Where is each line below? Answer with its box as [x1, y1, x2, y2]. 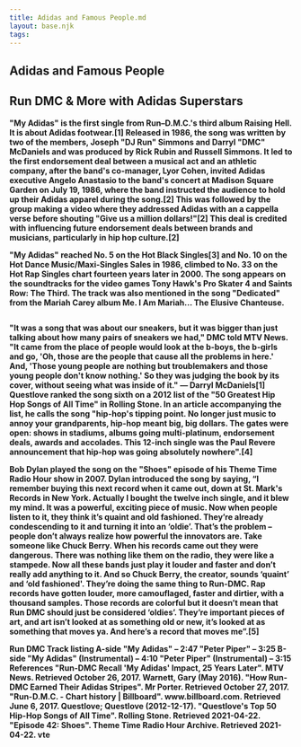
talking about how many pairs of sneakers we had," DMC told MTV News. [9, 331, 289, 342]
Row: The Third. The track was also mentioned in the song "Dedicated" [9, 287, 280, 298]
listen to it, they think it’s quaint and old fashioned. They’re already [9, 511, 264, 522]
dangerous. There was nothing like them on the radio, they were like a [9, 549, 275, 560]
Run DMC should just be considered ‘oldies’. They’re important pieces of [9, 607, 285, 618]
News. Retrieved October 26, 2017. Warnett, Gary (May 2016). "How [9, 672, 268, 682]
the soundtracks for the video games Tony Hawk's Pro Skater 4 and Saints [9, 277, 293, 288]
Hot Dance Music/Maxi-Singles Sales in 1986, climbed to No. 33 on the [9, 259, 279, 269]
